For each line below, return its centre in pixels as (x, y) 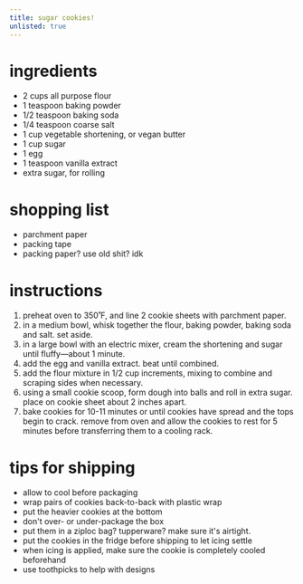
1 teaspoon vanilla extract (70, 163)
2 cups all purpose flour (67, 96)
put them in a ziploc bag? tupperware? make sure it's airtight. (137, 531)
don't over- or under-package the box (93, 522)
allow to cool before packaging (80, 493)
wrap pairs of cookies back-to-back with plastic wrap (122, 503)
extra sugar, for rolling (64, 173)
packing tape (47, 244)
